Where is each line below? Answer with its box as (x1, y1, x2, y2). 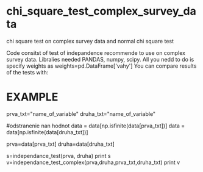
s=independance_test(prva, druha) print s (6, 152, 111, 159)
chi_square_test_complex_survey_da (6, 4, 196, 18)
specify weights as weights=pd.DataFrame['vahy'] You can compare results (6, 62, 197, 70)
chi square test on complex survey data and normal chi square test (6, 37, 174, 45)
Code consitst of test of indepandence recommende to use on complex (6, 49, 186, 56)
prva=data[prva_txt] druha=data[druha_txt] (6, 140, 115, 148)
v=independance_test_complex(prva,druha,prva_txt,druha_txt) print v (6, 159, 180, 166)
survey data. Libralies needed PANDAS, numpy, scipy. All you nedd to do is (6, 56, 194, 63)
